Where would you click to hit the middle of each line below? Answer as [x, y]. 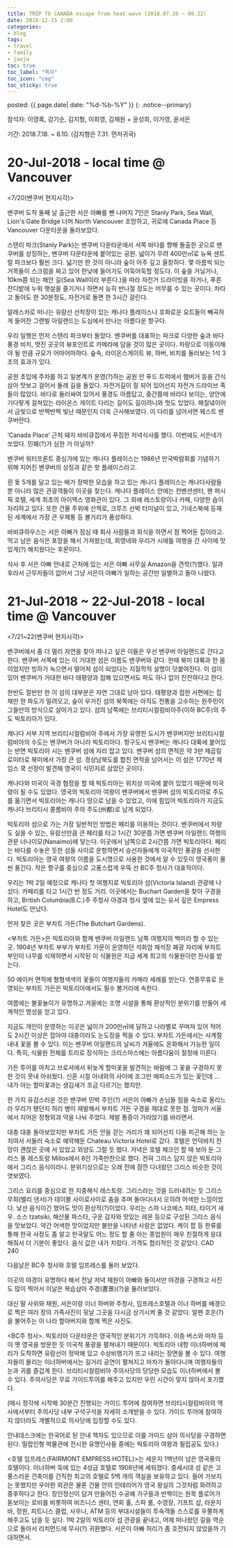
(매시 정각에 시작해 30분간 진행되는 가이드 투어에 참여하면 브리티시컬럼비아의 [112, 1403]
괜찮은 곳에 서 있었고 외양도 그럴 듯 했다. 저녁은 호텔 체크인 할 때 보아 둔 [117, 1149]
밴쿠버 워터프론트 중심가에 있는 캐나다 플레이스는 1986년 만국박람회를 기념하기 [114, 459]
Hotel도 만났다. [28, 909]
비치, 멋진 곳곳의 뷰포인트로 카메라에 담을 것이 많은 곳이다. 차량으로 [111, 344]
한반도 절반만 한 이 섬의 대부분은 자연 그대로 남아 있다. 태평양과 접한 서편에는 [111, 692]
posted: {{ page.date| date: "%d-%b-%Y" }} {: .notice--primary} [99, 105]
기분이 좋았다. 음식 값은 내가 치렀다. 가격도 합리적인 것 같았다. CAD [123, 1243]
